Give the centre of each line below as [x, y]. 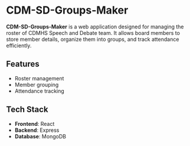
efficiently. [19, 46]
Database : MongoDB [40, 136]
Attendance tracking [40, 91]
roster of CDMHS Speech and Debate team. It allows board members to [93, 33]
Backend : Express [37, 130]
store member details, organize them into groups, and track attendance [93, 39]
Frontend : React [35, 124]
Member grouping [37, 85]
